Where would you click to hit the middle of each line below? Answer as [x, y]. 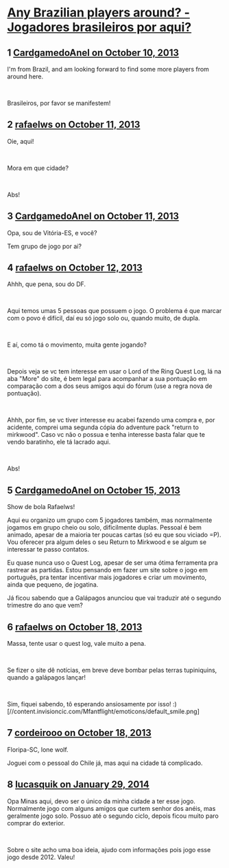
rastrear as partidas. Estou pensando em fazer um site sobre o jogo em [107, 570]
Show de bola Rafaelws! [41, 507]
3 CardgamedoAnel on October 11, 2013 [93, 216]
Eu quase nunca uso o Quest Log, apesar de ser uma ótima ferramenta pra [112, 563]
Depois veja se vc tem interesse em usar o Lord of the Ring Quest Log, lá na [114, 371]
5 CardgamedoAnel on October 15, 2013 [94, 490]
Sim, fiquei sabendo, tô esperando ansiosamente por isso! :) [92, 704]
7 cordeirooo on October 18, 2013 [80, 733]
